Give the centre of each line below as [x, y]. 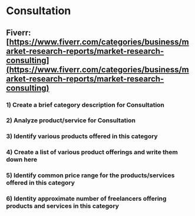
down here [22, 159]
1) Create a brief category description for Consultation [85, 104]
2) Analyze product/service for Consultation [71, 120]
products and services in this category [63, 206]
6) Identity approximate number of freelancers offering [86, 199]
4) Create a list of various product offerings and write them [92, 152]
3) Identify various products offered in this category [82, 136]
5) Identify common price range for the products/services [90, 175]
